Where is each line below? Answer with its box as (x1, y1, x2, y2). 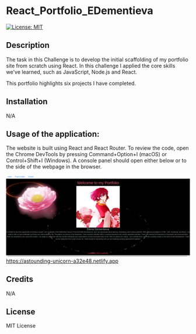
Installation (6, 97, 48, 106)
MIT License (6, 322, 36, 329)
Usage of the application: (6, 129, 100, 139)
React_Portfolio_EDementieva (6, 4, 153, 18)
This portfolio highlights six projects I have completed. (6, 80, 136, 87)
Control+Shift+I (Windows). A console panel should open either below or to (6, 157, 187, 164)
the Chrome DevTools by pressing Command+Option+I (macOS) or (6, 151, 167, 158)
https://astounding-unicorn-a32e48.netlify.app (6, 257, 118, 264)
